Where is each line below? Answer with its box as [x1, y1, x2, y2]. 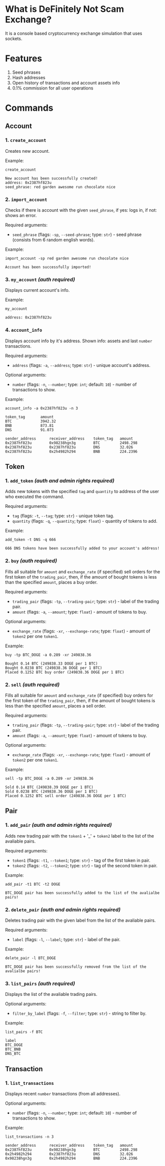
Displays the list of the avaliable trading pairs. [5, 991, 98, 997]
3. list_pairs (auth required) [5, 980, 75, 987]
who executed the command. [5, 493, 65, 500]
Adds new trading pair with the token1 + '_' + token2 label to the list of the [5, 833, 154, 839]
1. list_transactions [5, 1079, 54, 1086]
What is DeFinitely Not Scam [5, 3, 124, 15]
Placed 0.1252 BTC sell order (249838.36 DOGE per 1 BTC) [5, 793, 127, 798]
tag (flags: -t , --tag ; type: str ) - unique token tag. [12, 513, 114, 519]
